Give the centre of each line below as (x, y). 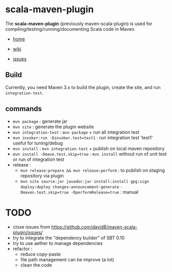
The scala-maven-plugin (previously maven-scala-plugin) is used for (79, 24)
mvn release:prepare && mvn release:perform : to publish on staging (93, 170)
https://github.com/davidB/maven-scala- (94, 227)
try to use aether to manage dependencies (58, 243)
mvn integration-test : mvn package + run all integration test (76, 132)
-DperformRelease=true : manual (105, 192)
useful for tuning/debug (38, 143)
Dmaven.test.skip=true (45, 192)
